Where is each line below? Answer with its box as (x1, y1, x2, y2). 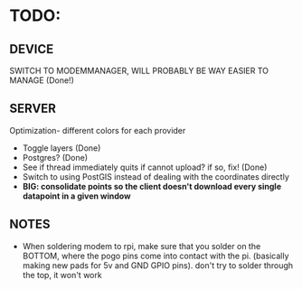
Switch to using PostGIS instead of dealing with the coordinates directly (22, 171, 289, 182)
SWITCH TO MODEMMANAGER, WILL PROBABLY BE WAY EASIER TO (9, 65, 269, 76)
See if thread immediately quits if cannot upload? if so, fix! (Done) (22, 162, 268, 172)
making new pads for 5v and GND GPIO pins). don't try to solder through (22, 259, 294, 271)
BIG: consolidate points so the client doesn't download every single (22, 181, 282, 191)
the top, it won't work (22, 269, 102, 280)
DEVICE (9, 42, 54, 57)
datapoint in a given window (22, 191, 131, 201)
